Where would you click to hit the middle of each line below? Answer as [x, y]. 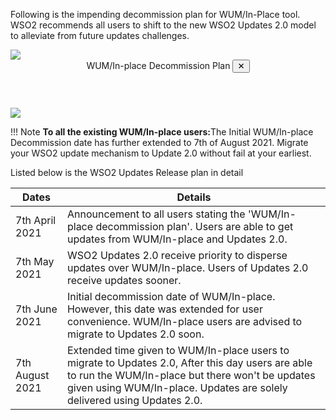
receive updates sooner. [124, 280]
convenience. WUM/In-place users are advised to [184, 321]
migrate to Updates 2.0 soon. [135, 334]
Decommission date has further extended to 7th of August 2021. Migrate [159, 142]
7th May [35, 261]
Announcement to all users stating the [156, 214]
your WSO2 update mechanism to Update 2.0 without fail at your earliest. [161, 153]
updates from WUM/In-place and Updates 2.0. [177, 239]
